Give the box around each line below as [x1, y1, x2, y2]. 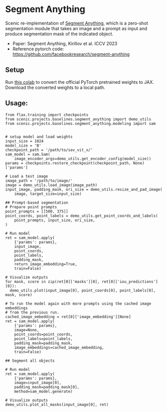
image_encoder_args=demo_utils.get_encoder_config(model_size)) [14, 156, 151, 161]
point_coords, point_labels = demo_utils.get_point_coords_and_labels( [5, 213, 158, 218]
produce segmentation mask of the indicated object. [5, 31, 114, 37]
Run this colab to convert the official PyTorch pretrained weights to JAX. [5, 79, 154, 85]
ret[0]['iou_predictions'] [101, 279, 158, 284]
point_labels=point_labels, [14, 336, 73, 341]
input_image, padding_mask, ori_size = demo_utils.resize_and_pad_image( [5, 187, 163, 192]
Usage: [5, 99, 29, 107]
